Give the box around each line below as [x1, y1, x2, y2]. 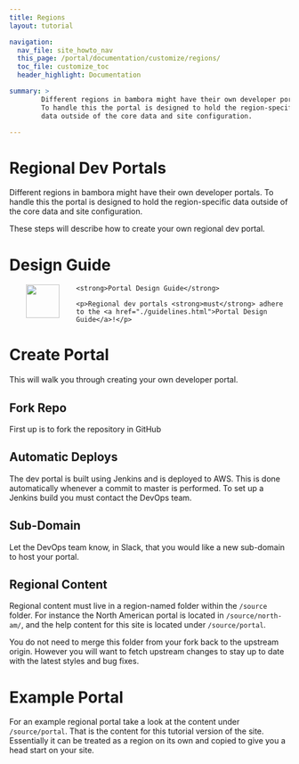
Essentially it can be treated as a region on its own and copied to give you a [9, 735, 287, 746]
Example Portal [9, 687, 124, 707]
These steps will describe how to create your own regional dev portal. [9, 224, 265, 234]
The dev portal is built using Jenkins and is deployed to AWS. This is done [9, 473, 280, 484]
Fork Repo [9, 400, 67, 415]
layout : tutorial [9, 21, 74, 30]
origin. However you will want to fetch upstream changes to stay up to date [9, 646, 285, 657]
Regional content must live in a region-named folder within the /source [9, 601, 268, 612]
